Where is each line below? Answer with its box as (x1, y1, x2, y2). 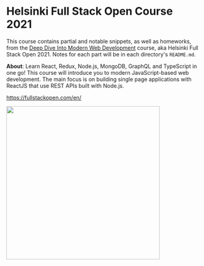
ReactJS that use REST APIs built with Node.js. (6, 82, 124, 89)
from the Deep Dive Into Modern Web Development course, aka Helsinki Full (6, 44, 198, 51)
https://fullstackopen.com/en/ (6, 94, 81, 101)
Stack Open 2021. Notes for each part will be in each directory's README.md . (6, 50, 196, 58)
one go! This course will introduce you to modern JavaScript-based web (6, 69, 189, 76)
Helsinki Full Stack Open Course (6, 4, 173, 18)
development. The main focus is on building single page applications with (6, 75, 192, 83)
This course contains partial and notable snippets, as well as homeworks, (6, 37, 192, 45)
